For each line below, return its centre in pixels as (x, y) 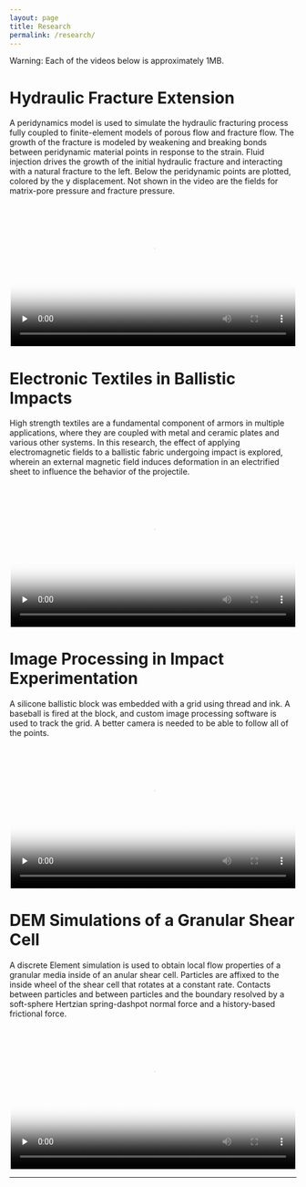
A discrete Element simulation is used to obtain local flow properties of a (145, 965)
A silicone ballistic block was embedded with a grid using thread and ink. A (150, 704)
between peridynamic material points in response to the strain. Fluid (137, 152)
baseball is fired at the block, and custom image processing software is (143, 714)
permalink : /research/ (52, 35)
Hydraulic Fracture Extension (122, 98)
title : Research (40, 26)
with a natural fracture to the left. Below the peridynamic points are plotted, (150, 172)
